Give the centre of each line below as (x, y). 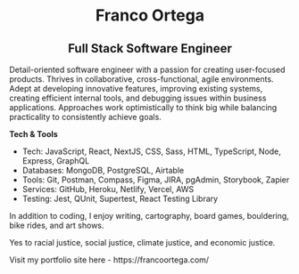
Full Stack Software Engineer (150, 48)
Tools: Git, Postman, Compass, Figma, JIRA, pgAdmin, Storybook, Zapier (156, 180)
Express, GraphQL (56, 161)
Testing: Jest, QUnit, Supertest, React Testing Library (120, 198)
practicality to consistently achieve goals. (86, 117)
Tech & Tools (33, 134)
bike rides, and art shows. (57, 225)
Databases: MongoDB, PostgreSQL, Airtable (103, 170)
